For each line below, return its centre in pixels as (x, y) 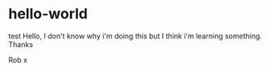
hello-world (48, 14)
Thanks (21, 44)
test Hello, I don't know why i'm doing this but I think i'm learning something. (135, 36)
